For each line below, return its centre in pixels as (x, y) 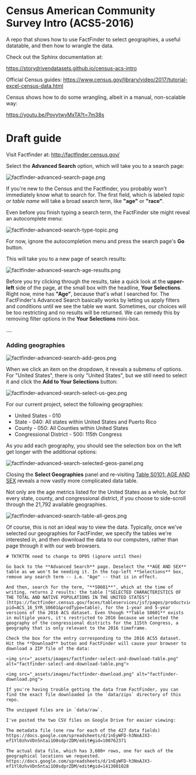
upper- (176, 281)
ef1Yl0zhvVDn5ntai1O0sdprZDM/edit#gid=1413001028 (68, 767)
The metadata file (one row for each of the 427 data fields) (83, 731)
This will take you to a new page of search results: (66, 259)
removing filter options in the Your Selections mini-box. (73, 318)
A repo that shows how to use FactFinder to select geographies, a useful (93, 39)
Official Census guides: (34, 80)
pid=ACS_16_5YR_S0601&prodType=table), (55, 608)
